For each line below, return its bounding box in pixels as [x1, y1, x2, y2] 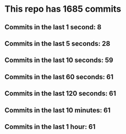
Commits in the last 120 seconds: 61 [4, 89, 116, 98]
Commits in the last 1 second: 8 [4, 23, 102, 31]
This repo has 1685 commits [4, 3, 122, 15]
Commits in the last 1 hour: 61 [4, 122, 96, 131]
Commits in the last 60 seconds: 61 [4, 72, 114, 81]
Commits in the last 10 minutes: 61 [4, 106, 111, 114]
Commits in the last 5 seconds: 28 [4, 39, 110, 47]
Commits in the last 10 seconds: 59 [4, 56, 113, 65]
